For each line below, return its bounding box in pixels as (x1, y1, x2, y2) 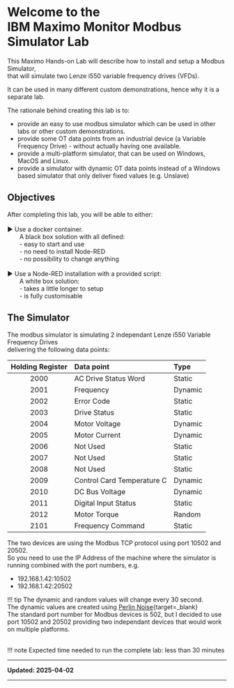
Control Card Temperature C (74, 475, 167, 485)
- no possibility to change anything (19, 254, 120, 263)
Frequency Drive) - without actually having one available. (17, 142, 181, 150)
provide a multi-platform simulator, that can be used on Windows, (17, 149, 205, 158)
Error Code (74, 396, 110, 406)
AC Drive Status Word (74, 374, 146, 383)
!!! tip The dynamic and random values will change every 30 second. (7, 595, 204, 604)
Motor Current (74, 430, 121, 440)
